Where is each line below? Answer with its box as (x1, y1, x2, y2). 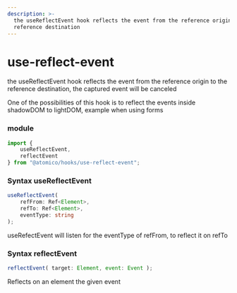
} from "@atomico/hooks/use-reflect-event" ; (7, 160, 140, 167)
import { (7, 139, 33, 147)
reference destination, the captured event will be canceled (7, 85, 177, 93)
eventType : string (20, 212, 74, 219)
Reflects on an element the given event (7, 277, 121, 286)
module (7, 124, 34, 133)
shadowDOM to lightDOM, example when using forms (7, 106, 164, 114)
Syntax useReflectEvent (7, 176, 92, 186)
